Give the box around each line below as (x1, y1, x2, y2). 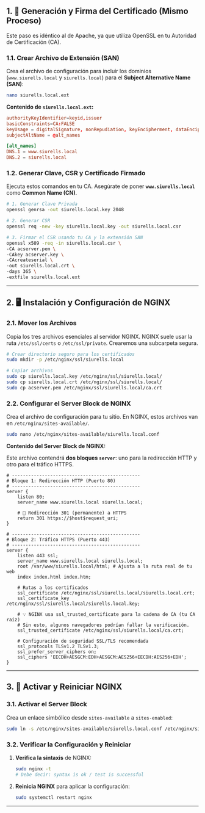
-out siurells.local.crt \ (6, 263, 75, 269)
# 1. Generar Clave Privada (6, 201, 78, 208)
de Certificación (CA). (6, 38, 61, 46)
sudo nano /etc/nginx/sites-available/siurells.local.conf (6, 432, 160, 438)
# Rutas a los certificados (17, 585, 88, 591)
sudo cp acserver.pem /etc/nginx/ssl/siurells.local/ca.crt (6, 385, 163, 391)
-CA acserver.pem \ (6, 245, 56, 252)
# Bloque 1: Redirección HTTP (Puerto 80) (6, 478, 116, 484)
